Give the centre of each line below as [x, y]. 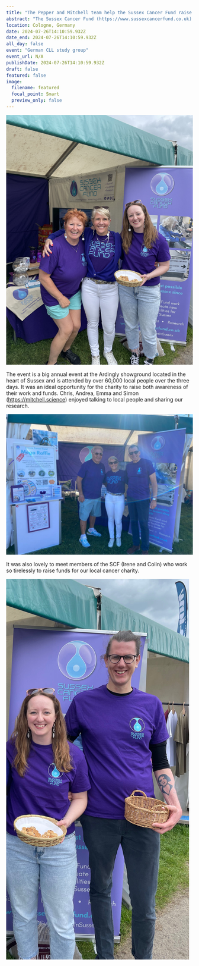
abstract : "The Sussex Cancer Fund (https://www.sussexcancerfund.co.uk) [99, 19]
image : [14, 81]
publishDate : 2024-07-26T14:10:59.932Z [55, 62]
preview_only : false [37, 101]
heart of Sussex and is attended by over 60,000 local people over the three [98, 380]
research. [18, 406]
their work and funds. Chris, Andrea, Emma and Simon [73, 393]
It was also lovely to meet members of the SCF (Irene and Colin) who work [97, 564]
